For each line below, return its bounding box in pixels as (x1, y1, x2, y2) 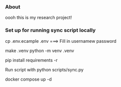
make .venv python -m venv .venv (5, 48, 75, 54)
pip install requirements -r (5, 57, 58, 63)
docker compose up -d (5, 76, 52, 82)
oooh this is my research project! (5, 15, 72, 21)
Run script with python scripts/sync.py (5, 66, 84, 72)
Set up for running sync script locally (5, 27, 96, 34)
